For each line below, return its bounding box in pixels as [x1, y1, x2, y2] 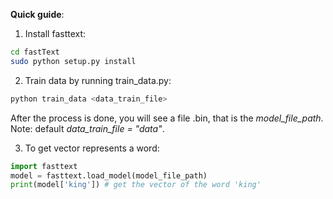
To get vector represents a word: [24, 142, 160, 154]
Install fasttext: [24, 28, 87, 39]
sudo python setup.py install [10, 56, 137, 66]
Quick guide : [10, 9, 65, 20]
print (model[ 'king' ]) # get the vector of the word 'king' [10, 180, 262, 190]
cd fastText [10, 47, 60, 57]
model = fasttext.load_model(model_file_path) [10, 170, 208, 181]
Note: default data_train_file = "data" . [10, 122, 165, 134]
